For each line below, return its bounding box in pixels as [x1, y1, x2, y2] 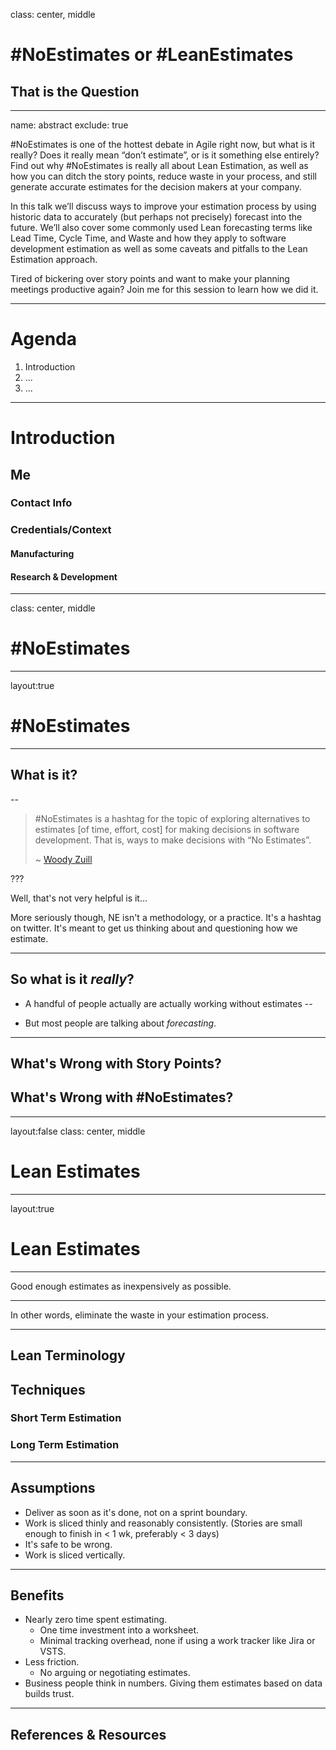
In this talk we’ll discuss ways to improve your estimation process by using [10, 200, 317, 212]
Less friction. [24, 1656, 80, 1668]
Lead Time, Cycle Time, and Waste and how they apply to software [10, 232, 287, 244]
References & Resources [10, 1726, 167, 1743]
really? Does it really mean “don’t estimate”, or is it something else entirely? [10, 149, 320, 161]
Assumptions [10, 1480, 96, 1497]
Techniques [10, 1381, 86, 1398]
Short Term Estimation [10, 1411, 122, 1425]
